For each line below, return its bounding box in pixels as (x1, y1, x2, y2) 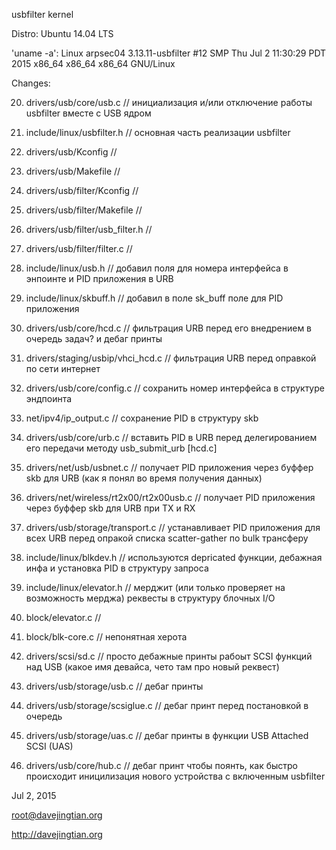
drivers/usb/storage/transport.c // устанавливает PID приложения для (25, 522, 321, 533)
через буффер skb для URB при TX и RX (25, 502, 196, 514)
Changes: (11, 77, 51, 89)
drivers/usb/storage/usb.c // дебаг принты (25, 680, 204, 692)
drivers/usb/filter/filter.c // (25, 243, 133, 254)
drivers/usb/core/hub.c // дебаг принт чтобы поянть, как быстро (25, 760, 298, 771)
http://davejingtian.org (11, 829, 103, 840)
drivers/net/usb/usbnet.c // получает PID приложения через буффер (25, 462, 314, 473)
